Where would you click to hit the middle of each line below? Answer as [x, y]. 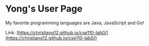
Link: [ [12, 32]
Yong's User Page [44, 9]
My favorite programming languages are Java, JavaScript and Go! [75, 23]
